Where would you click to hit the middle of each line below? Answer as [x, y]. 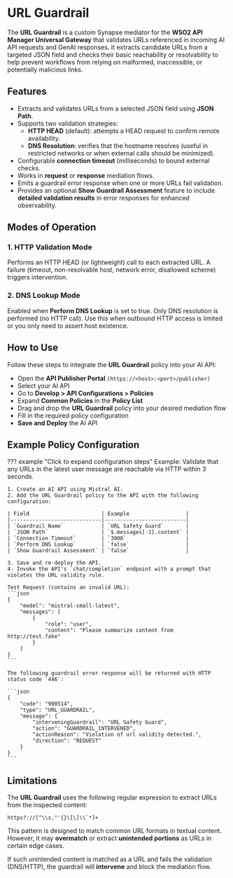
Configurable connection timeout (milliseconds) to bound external [113, 160]
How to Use [33, 348]
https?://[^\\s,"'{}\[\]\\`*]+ [53, 818]
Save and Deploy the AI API [57, 423]
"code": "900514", [47, 704]
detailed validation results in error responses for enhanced [104, 198]
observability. [37, 205]
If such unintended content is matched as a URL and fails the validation [110, 859]
